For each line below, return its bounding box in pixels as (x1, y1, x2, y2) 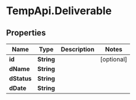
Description (60, 46, 95, 53)
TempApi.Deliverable (6, 4, 112, 18)
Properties (6, 28, 46, 38)
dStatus (9, 75, 32, 82)
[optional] (100, 55, 128, 63)
